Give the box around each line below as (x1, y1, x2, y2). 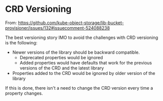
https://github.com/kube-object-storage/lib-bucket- (18, 20, 124, 26)
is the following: (5, 39, 38, 45)
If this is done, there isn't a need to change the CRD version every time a (5, 85, 154, 91)
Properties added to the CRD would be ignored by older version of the (12, 70, 156, 76)
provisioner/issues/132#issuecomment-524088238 (5, 25, 110, 31)
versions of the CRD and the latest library (19, 65, 104, 71)
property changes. (5, 90, 43, 96)
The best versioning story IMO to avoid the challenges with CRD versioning (5, 34, 159, 40)
